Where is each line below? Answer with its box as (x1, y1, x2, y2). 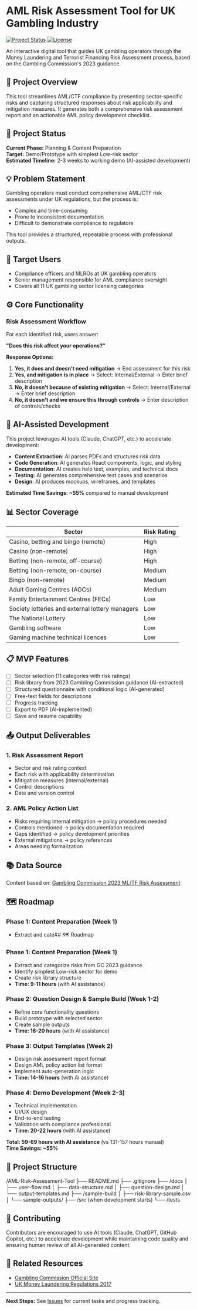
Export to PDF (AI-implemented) (14, 706, 93, 713)
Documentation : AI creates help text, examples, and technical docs (14, 465, 178, 472)
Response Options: (6, 353, 54, 360)
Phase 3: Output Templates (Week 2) (6, 1041, 113, 1050)
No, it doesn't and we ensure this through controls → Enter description (14, 396, 189, 403)
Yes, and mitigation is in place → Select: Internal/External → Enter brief (14, 371, 188, 378)
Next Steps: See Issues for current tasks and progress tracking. (6, 1297, 161, 1304)
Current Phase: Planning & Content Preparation (6, 144, 121, 151)
